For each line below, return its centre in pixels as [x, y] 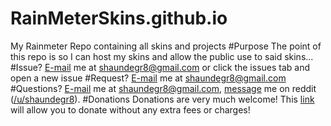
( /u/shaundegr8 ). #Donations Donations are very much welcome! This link [162, 99]
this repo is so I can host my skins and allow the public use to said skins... [162, 56]
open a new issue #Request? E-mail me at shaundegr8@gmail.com [148, 78]
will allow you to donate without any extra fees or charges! [130, 109]
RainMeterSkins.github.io [119, 18]
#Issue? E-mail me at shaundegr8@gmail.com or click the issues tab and [160, 67]
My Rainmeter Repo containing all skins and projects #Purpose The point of [166, 46]
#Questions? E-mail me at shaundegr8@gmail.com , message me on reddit [163, 88]
